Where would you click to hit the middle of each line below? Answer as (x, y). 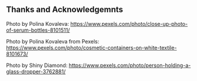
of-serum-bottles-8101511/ (38, 30)
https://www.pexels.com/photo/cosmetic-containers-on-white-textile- (91, 48)
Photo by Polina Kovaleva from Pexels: (52, 41)
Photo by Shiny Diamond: (37, 65)
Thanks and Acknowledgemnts (65, 10)
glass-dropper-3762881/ (36, 71)
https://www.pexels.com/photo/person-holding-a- (130, 65)
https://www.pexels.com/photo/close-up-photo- (129, 23)
